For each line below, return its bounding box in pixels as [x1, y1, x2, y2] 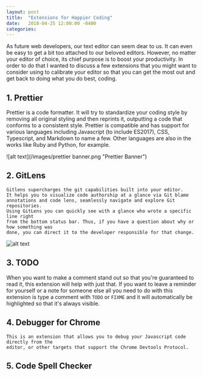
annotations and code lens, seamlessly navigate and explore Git [6, 197, 175, 203]
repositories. [6, 202, 43, 209]
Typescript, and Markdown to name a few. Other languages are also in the [6, 135, 191, 142]
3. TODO [6, 258, 40, 268]
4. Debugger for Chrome [6, 317, 100, 328]
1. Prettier [6, 93, 44, 103]
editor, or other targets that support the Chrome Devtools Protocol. [6, 344, 189, 350]
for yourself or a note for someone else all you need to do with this [6, 287, 173, 294]
